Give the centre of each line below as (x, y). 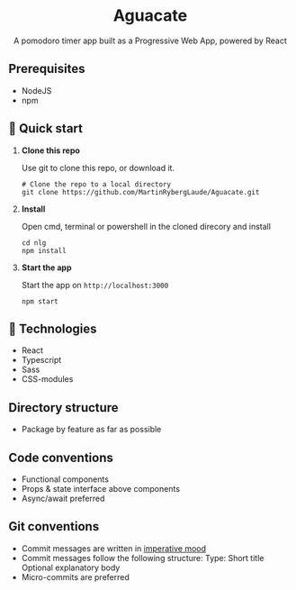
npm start (40, 301)
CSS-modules (47, 379)
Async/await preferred (63, 498)
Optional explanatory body (71, 567)
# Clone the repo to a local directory (96, 184)
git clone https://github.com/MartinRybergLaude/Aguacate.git (140, 192)
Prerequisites (47, 69)
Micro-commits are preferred (75, 576)
